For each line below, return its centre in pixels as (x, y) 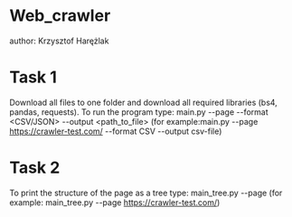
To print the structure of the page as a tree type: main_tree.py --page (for (146, 193)
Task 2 (35, 168)
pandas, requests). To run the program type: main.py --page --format (139, 112)
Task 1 (33, 77)
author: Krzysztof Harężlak (59, 41)
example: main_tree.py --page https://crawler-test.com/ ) (115, 202)
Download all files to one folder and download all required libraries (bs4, (143, 102)
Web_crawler (60, 16)
